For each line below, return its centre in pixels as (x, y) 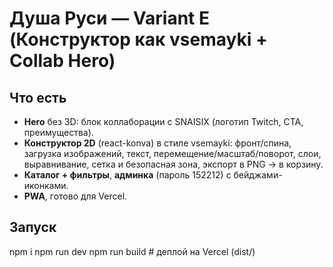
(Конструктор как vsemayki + (138, 39)
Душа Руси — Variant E (109, 18)
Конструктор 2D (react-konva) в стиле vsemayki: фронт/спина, (157, 143)
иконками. (46, 185)
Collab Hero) (62, 61)
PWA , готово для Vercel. (75, 196)
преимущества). (58, 132)
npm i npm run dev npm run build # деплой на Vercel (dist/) (132, 251)
